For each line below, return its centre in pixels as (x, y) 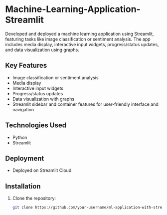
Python (20, 137)
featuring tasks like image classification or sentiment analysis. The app (78, 39)
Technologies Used (36, 126)
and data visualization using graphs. (42, 50)
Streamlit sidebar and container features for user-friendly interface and (85, 104)
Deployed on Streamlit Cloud (42, 170)
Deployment (25, 158)
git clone (23, 207)
